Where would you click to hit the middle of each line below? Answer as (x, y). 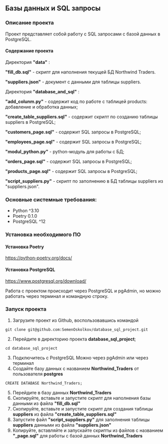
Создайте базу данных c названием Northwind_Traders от (76, 368)
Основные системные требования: (51, 199)
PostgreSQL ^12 (29, 221)
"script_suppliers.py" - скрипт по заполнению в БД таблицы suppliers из (84, 181)
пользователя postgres (38, 374)
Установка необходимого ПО (43, 234)
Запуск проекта (26, 309)
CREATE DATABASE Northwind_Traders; (44, 383)
